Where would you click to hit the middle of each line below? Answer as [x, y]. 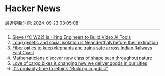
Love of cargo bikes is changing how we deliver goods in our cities [80, 63]
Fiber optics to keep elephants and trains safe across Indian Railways [82, 48]
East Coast [23, 52]
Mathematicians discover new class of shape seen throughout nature [82, 58]
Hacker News [33, 9]
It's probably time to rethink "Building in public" [60, 68]
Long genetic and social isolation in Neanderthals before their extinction [85, 42]
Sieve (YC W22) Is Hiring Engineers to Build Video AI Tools [71, 37]
